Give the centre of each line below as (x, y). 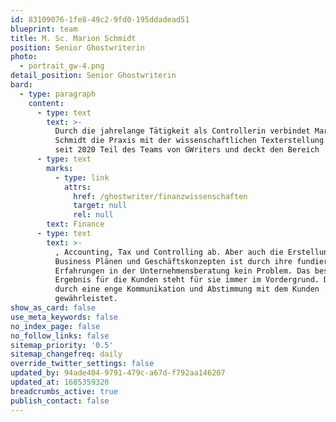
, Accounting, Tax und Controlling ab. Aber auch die (169, 252)
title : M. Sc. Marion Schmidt (73, 38)
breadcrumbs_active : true (64, 391)
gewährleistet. (86, 299)
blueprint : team (44, 29)
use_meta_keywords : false (64, 317)
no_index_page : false (55, 326)
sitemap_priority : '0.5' (62, 345)
